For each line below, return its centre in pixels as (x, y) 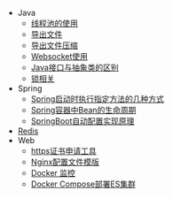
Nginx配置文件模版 (65, 162)
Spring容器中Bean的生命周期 (83, 110)
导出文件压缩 (54, 45)
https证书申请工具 (63, 151)
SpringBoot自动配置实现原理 (83, 121)
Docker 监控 (53, 173)
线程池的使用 (54, 23)
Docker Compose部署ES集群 (83, 184)
